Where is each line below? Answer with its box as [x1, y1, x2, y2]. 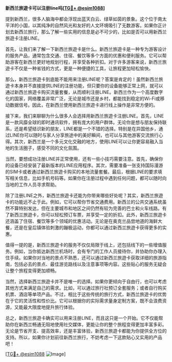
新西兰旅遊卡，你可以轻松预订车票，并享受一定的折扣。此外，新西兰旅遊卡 [9, 212, 167, 218]
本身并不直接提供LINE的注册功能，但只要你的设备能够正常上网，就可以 [14, 83, 163, 89]
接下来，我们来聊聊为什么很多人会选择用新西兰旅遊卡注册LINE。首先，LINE [5, 113, 164, 119]
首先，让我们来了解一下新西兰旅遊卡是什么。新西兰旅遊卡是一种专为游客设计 [5, 46, 167, 52]
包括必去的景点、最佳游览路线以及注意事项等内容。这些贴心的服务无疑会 [14, 261, 167, 267]
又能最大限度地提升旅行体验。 [14, 304, 77, 310]
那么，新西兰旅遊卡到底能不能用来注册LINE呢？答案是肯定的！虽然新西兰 [5, 77, 159, 82]
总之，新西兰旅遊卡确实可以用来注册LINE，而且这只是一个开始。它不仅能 [5, 315, 159, 321]
